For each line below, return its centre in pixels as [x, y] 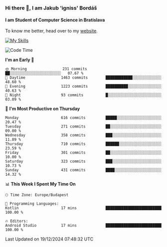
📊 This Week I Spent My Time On [40, 184]
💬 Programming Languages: [32, 204]
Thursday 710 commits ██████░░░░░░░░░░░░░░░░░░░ [83, 144]
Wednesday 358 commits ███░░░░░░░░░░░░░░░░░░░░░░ [83, 135]
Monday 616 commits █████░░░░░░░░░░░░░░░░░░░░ [83, 118]
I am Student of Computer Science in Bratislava [55, 20]
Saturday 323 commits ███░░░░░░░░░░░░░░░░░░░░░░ [83, 161]
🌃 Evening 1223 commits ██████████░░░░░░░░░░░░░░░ [83, 87]
